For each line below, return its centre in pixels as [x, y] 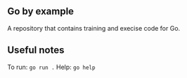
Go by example [41, 11]
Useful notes [36, 50]
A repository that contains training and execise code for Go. [94, 28]
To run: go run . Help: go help [51, 67]
